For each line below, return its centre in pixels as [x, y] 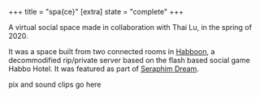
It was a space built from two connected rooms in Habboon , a [112, 51]
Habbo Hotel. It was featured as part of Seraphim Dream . [104, 69]
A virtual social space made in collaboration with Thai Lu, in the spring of [130, 27]
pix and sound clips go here [55, 84]
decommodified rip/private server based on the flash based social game [129, 60]
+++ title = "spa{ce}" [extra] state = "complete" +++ [96, 12]
